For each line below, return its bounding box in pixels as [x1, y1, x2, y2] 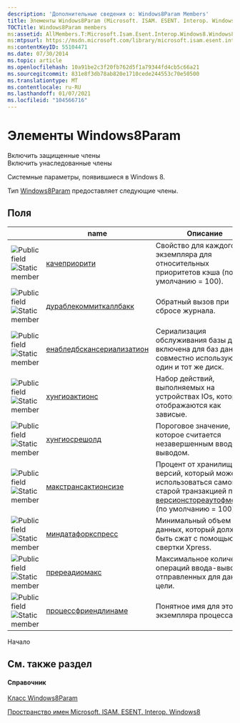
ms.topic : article [7, 57, 62, 64]
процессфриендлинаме [46, 605, 129, 615]
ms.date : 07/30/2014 [7, 51, 69, 58]
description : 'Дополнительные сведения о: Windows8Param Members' [7, 10, 209, 18]
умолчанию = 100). [156, 276, 224, 286]
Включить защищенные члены [7, 151, 101, 159]
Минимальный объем [156, 515, 231, 525]
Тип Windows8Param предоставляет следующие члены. [7, 186, 179, 195]
